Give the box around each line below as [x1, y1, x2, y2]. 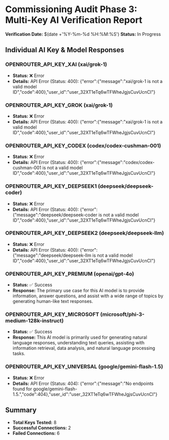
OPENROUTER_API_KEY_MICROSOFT [5, 311, 99, 318]
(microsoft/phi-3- [100, 311, 145, 318]
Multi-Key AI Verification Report [5, 14, 143, 26]
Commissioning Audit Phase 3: [5, 4, 138, 15]
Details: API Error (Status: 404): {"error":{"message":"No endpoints [12, 380, 154, 386]
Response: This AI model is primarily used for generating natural [12, 334, 147, 340]
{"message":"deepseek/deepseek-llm [12, 252, 92, 258]
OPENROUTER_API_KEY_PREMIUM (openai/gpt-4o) [5, 270, 135, 277]
